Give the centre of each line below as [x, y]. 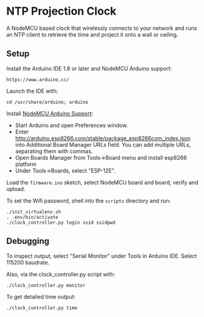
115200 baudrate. [28, 262]
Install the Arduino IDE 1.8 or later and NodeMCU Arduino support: [89, 68]
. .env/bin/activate [33, 217]
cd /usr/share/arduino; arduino [47, 102]
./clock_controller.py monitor [46, 285]
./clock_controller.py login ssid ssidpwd [61, 223]
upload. [16, 189]
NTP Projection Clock [62, 11]
